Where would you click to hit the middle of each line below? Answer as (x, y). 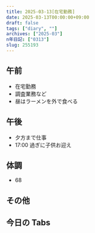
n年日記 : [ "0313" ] (28, 39)
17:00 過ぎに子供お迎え (43, 145)
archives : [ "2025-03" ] (34, 34)
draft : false (22, 23)
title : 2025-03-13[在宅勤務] (41, 12)
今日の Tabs (28, 223)
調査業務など (30, 94)
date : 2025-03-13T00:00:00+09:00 (48, 17)
